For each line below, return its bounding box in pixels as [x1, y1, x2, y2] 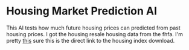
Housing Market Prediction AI [6, 4, 157, 18]
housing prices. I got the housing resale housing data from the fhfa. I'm [6, 30, 183, 37]
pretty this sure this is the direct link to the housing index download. [6, 37, 175, 44]
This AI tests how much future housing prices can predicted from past [6, 24, 181, 31]
